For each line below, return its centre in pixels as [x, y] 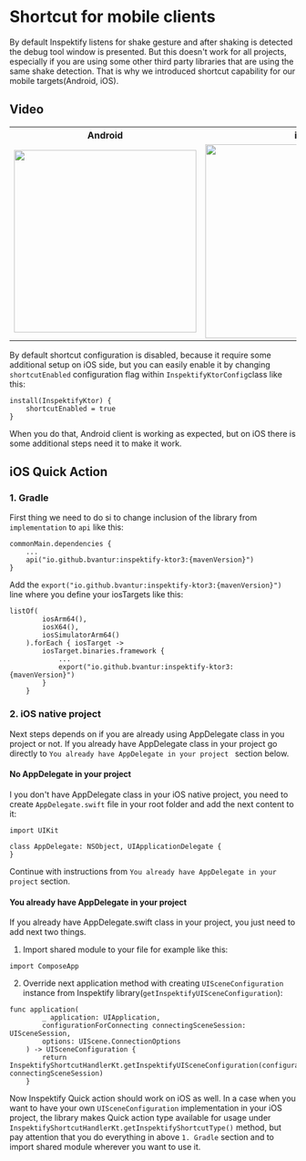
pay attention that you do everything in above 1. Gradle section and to [142, 1137]
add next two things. [48, 932]
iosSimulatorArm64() [81, 636]
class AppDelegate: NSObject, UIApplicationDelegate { [116, 846]
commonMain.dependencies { [61, 544]
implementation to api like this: [67, 527]
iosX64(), [61, 627]
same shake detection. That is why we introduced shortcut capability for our [153, 71]
